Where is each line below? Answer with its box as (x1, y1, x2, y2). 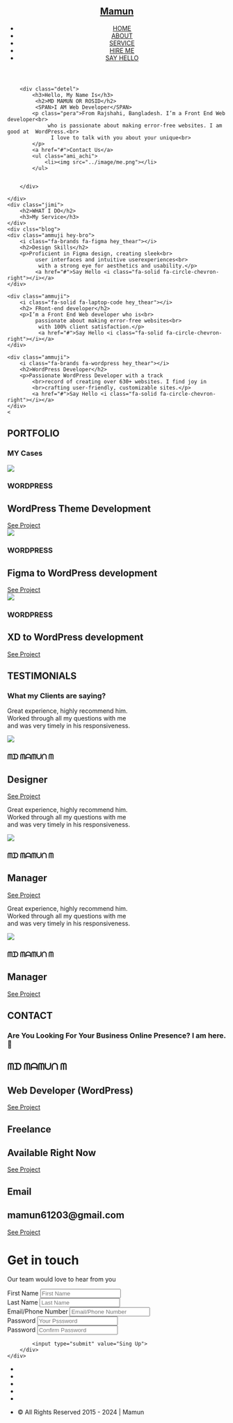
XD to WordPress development (7, 631, 144, 643)
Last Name (7, 1298, 38, 1307)
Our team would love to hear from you (7, 1275, 116, 1284)
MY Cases (7, 449, 43, 459)
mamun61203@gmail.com (7, 1209, 125, 1222)
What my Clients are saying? (7, 691, 106, 701)
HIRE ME (109, 46, 135, 54)
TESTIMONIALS (7, 670, 77, 682)
